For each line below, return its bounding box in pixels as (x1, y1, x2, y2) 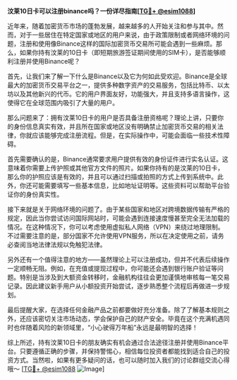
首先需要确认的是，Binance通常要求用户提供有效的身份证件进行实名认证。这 (7, 155, 229, 163)
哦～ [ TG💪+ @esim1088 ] (7, 364, 105, 373)
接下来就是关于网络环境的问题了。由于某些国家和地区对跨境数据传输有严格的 (7, 205, 230, 214)
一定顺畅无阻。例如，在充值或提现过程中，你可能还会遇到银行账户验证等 (7, 264, 217, 272)
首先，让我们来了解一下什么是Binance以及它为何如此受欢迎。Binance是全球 (7, 72, 228, 80)
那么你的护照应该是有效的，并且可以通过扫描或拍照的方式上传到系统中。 (7, 173, 217, 180)
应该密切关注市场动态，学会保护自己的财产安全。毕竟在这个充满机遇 (25, 314, 224, 323)
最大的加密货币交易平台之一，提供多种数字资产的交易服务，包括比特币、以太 (7, 81, 230, 89)
